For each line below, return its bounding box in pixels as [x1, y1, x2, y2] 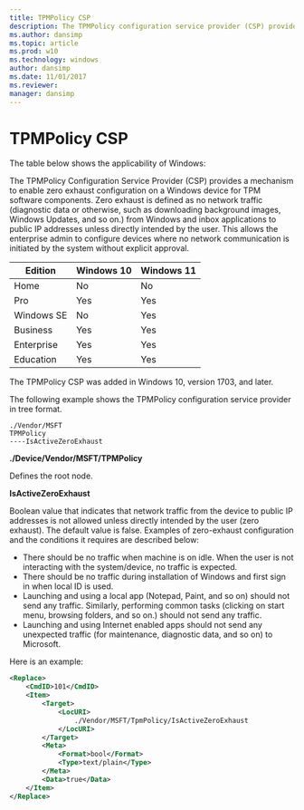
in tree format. [9, 404, 62, 415]
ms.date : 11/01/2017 [9, 72, 88, 82]
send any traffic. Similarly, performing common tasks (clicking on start [22, 600, 285, 612]
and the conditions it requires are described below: [9, 535, 199, 545]
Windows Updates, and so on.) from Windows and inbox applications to [9, 214, 277, 225]
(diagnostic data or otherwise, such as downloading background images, [9, 205, 281, 216]
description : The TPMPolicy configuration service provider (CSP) [9, 22, 265, 31]
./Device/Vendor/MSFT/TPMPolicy [9, 453, 143, 464]
